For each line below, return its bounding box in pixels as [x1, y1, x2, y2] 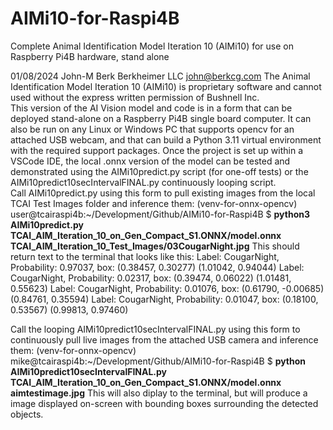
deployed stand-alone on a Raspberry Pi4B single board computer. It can [10, 112, 312, 124]
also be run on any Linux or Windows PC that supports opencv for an [10, 123, 295, 135]
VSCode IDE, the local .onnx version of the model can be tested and [10, 155, 291, 167]
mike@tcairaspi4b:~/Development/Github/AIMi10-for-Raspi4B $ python [10, 355, 307, 367]
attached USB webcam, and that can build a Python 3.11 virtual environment [10, 133, 322, 146]
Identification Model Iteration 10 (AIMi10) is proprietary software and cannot [10, 80, 322, 92]
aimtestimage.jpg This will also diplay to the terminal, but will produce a [10, 387, 308, 399]
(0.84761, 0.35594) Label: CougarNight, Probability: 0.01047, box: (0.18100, [10, 293, 319, 305]
